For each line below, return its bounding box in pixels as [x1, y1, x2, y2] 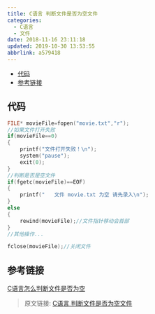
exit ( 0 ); [20, 158, 45, 165]
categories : [7, 17, 42, 24]
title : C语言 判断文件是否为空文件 [7, 10, 98, 18]
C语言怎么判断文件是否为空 [7, 285, 86, 293]
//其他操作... [7, 231, 44, 238]
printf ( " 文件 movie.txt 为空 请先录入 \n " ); [20, 191, 149, 198]
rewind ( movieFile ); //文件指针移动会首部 [20, 217, 129, 224]
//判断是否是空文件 [7, 172, 56, 179]
